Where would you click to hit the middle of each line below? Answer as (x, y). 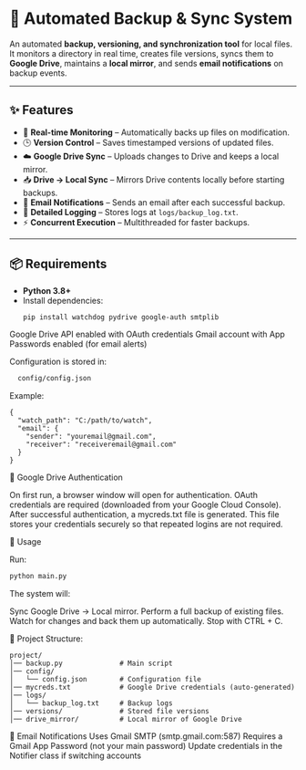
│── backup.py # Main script (91, 664)
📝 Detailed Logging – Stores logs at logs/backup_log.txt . (130, 212)
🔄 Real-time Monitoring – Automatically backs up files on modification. (156, 132)
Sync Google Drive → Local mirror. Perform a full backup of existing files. (147, 611)
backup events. (38, 73)
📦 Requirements (58, 264)
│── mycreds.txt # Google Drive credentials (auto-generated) (153, 688)
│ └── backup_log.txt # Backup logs (91, 703)
